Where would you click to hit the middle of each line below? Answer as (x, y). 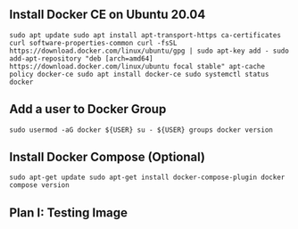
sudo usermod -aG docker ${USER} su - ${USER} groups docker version (141, 130)
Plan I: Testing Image (68, 213)
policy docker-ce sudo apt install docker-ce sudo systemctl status (139, 74)
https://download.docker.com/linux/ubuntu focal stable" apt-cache (137, 66)
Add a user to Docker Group (88, 109)
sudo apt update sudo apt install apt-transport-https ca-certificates (145, 35)
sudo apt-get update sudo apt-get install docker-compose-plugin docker (147, 177)
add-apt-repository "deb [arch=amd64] (81, 58)
